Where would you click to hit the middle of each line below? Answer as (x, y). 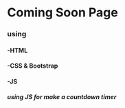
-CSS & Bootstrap (33, 66)
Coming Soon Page (62, 13)
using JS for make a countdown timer (62, 97)
